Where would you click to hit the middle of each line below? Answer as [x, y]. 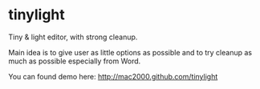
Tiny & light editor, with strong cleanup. [73, 37]
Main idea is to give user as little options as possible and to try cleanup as [130, 52]
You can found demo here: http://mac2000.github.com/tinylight [113, 76]
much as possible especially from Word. [75, 61]
